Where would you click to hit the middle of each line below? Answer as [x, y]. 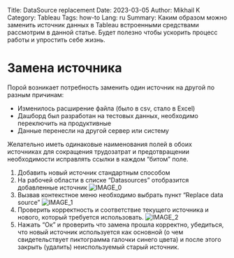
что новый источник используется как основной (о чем [100, 232]
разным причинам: [36, 94]
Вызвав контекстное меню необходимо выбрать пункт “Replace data [120, 194]
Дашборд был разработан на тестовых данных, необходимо [108, 115]
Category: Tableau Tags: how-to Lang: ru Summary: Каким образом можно [117, 17]
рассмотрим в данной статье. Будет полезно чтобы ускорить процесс [112, 32]
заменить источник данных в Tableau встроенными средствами [103, 25]
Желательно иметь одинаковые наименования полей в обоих [100, 144]
